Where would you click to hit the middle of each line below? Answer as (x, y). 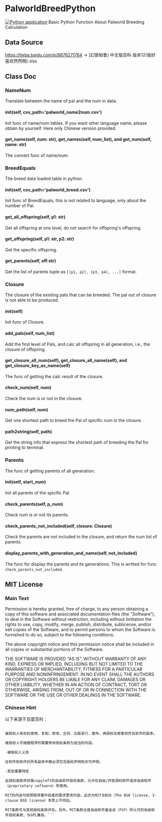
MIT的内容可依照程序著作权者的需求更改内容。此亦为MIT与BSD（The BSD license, (78, 795)
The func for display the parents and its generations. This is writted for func (81, 564)
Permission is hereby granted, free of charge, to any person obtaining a (77, 609)
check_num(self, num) (28, 387)
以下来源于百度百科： (26, 719)
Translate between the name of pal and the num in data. (61, 101)
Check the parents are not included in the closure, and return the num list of (81, 537)
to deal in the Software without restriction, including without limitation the (78, 619)
